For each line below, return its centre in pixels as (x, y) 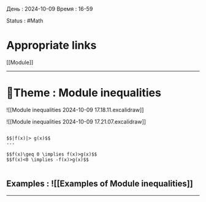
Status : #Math (25, 21)
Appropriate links (51, 46)
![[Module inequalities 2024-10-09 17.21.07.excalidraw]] (76, 121)
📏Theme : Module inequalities (84, 93)
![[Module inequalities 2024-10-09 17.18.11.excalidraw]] (75, 110)
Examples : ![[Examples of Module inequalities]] (100, 184)
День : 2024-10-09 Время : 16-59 (50, 9)
